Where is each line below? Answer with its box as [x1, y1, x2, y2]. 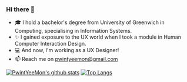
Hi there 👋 [6, 5, 35, 13]
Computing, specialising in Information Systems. [14, 28, 132, 35]
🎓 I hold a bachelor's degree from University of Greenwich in [14, 19, 165, 26]
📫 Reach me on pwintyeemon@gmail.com [14, 56, 118, 63]
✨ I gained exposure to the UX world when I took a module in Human [14, 33, 181, 40]
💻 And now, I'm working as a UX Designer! [14, 47, 119, 54]
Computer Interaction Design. [14, 40, 86, 47]
